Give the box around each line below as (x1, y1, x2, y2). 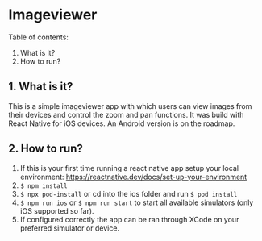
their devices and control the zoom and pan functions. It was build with (8, 110, 244, 119)
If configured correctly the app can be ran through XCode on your (19, 214, 239, 224)
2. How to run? (8, 142, 83, 156)
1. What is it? (8, 80, 73, 93)
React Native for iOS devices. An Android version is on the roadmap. (8, 118, 235, 128)
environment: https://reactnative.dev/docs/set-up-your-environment (19, 172, 247, 181)
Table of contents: (8, 32, 69, 42)
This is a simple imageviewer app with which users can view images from (8, 101, 252, 110)
